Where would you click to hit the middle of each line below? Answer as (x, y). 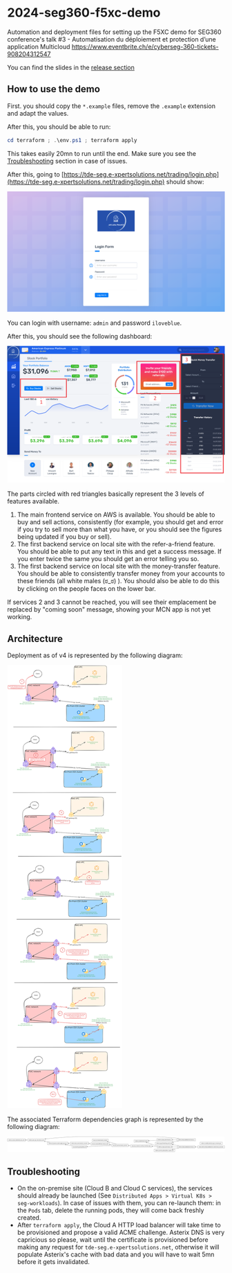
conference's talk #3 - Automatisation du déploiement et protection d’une (112, 39)
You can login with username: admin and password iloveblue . (95, 323)
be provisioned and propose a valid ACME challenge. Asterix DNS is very (121, 1232)
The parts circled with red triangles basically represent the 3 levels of (106, 494)
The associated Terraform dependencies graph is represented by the (105, 1119)
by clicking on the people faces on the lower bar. (87, 589)
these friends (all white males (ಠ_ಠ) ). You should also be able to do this (118, 581)
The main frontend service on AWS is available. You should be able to (116, 515)
